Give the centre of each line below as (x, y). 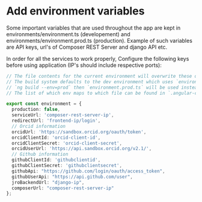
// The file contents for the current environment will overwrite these (99, 76)
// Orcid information (39, 126)
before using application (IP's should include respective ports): (84, 65)
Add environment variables (75, 11)
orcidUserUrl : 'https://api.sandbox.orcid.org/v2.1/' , (82, 149)
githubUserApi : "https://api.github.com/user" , (72, 177)
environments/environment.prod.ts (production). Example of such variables (99, 40)
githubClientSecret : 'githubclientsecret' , (67, 166)
